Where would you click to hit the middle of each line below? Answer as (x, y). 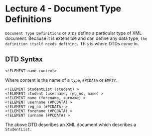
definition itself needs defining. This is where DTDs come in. (72, 43)
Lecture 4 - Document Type (63, 9)
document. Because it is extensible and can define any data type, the (76, 38)
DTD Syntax (24, 60)
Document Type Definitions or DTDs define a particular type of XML (74, 33)
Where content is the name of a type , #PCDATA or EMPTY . (61, 80)
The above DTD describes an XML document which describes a (71, 125)
